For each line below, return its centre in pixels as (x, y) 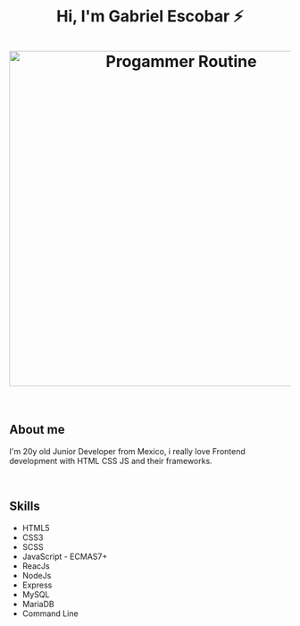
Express (37, 585)
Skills (25, 507)
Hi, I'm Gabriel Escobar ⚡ (150, 17)
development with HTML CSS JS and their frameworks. (111, 461)
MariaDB (38, 604)
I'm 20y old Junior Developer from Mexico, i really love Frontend (127, 451)
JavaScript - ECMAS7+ (65, 556)
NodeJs (37, 575)
